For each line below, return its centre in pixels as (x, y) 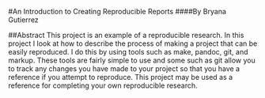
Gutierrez (24, 20)
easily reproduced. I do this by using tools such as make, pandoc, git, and (128, 52)
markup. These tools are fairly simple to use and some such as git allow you (132, 60)
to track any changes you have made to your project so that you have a (124, 69)
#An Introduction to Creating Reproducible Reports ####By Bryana (117, 11)
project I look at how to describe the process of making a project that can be (133, 43)
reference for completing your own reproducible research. (103, 85)
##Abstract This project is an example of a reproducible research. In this (126, 35)
